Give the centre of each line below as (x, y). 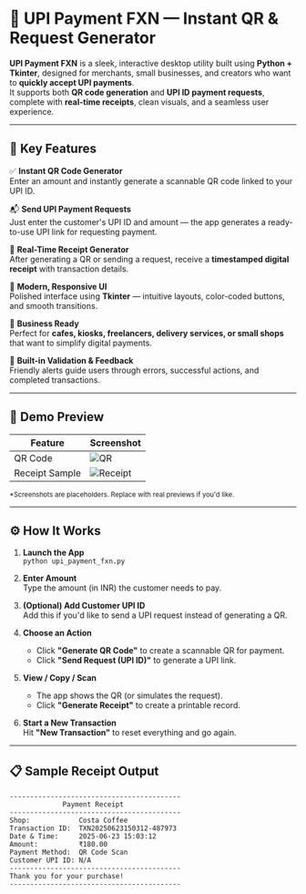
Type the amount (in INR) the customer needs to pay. (122, 588)
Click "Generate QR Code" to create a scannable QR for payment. (160, 651)
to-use (22, 231)
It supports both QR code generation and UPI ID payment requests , (137, 92)
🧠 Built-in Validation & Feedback (71, 360)
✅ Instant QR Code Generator (66, 170)
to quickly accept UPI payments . (72, 82)
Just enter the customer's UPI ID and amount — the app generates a (138, 221)
